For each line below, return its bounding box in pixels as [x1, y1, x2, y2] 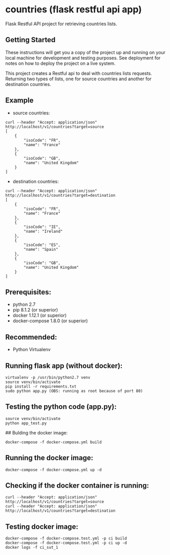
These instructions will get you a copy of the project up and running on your [5, 49, 165, 55]
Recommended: [5, 333, 57, 341]
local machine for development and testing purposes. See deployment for [5, 55, 161, 61]
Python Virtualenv [12, 346, 51, 353]
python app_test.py [5, 421, 47, 426]
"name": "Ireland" [24, 229, 63, 234]
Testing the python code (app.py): [5, 403, 117, 411]
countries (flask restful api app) [5, 4, 142, 15]
